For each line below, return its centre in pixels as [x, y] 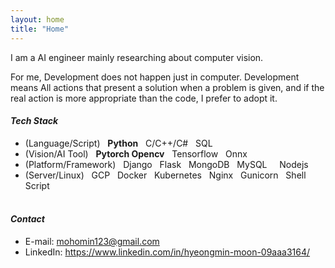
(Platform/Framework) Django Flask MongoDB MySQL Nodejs [166, 164]
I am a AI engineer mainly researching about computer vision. [137, 57]
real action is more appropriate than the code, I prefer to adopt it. [144, 98]
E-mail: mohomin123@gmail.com [92, 241]
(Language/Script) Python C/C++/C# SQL [118, 143]
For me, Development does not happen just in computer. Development [155, 77]
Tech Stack [34, 121]
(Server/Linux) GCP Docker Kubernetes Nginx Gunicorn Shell [165, 175]
